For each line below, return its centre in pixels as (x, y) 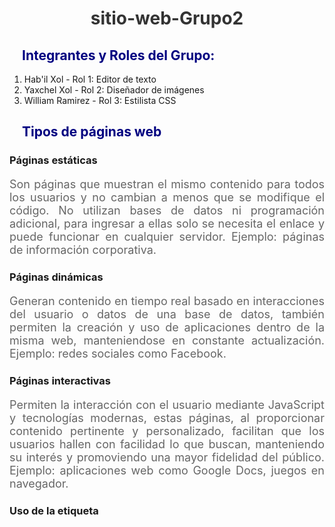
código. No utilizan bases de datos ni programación (167, 210)
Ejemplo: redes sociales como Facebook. (118, 354)
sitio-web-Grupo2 (167, 18)
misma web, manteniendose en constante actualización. (167, 340)
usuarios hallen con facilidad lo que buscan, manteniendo (167, 444)
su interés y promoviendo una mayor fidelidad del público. (167, 457)
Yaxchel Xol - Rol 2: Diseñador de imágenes (114, 90)
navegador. (39, 484)
